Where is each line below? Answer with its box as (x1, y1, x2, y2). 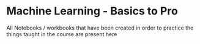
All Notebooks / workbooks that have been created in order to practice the (6, 24, 194, 31)
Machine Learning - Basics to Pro (6, 4, 179, 18)
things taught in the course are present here (6, 30, 117, 37)
